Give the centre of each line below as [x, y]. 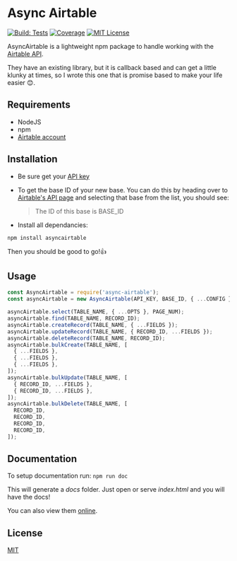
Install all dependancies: [53, 225]
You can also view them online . [52, 511]
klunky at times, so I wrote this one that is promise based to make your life [115, 75]
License [25, 533]
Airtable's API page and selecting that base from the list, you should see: [123, 197]
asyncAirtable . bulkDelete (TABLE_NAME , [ [68, 404]
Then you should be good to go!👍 [57, 251]
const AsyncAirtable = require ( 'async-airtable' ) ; [83, 293]
